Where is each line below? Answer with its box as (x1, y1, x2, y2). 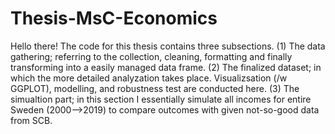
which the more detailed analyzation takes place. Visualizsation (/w (10, 72, 288, 84)
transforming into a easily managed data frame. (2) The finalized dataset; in (10, 61, 322, 73)
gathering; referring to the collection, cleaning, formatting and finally (10, 50, 293, 62)
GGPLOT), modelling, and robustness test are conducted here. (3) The (10, 82, 300, 94)
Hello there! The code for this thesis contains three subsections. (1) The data (10, 40, 326, 52)
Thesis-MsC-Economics (10, 7, 218, 30)
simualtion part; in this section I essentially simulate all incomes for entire (10, 93, 312, 105)
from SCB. (10, 114, 53, 126)
